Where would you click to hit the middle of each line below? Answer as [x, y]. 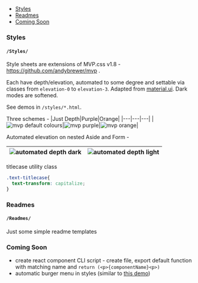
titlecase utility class [32, 167]
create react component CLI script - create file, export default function [104, 261]
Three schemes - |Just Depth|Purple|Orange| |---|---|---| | [80, 119]
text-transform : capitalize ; [49, 183]
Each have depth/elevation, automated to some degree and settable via [96, 83]
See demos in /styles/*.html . [44, 107]
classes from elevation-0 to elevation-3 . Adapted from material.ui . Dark [97, 89]
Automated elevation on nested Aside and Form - [68, 137]
